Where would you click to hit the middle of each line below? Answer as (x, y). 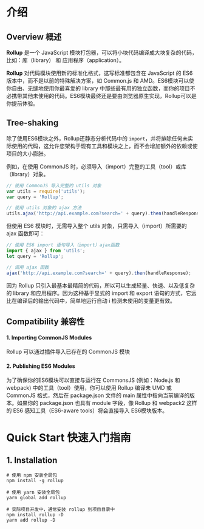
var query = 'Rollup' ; (35, 197)
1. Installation (32, 460)
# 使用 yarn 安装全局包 (33, 493)
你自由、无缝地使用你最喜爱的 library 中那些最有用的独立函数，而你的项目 (98, 88)
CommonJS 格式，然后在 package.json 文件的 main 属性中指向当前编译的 (98, 395)
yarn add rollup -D (31, 520)
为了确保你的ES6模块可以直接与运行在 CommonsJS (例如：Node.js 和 (93, 380)
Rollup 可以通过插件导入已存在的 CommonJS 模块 (68, 352)
